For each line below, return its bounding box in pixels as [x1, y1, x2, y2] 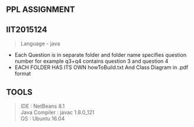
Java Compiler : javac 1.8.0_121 [20, 109, 95, 116]
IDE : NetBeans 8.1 [20, 102, 65, 110]
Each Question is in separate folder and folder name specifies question [14, 52, 187, 59]
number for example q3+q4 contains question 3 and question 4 [14, 58, 169, 65]
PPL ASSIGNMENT [6, 5, 75, 15]
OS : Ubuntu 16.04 [20, 115, 65, 122]
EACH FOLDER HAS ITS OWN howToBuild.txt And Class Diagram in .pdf [14, 64, 189, 71]
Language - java [20, 40, 61, 47]
